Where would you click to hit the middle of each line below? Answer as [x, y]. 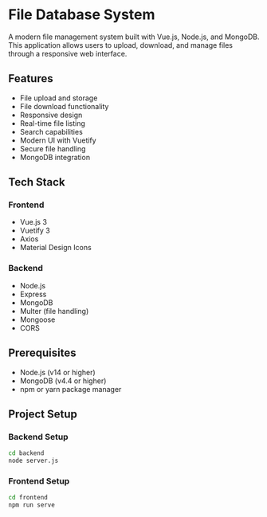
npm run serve [32, 505]
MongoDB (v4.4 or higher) [63, 381]
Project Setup [43, 414]
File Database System [82, 15]
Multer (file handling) [54, 311]
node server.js [33, 461]
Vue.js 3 [33, 222]
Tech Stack [37, 182]
